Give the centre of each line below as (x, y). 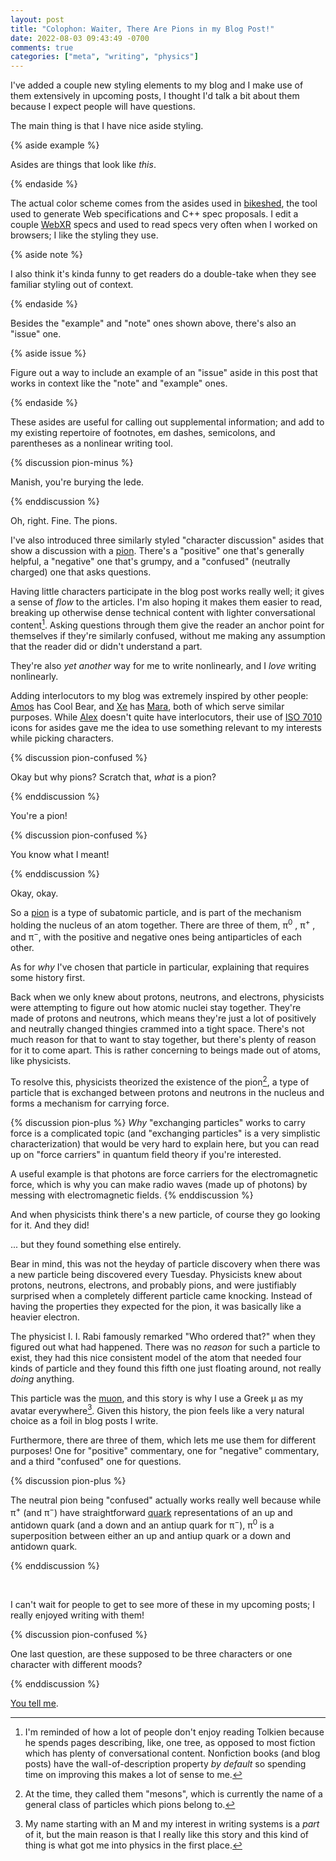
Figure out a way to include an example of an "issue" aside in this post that (164, 373)
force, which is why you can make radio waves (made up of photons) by (159, 1184)
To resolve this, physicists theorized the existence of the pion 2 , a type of (160, 1081)
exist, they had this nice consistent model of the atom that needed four (156, 1357)
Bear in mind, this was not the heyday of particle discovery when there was (165, 1263)
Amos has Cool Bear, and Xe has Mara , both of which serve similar (147, 706)
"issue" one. (36, 334)
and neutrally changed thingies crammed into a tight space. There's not (157, 1029)
